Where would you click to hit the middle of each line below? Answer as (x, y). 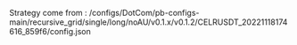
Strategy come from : (48, 13)
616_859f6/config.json (50, 31)
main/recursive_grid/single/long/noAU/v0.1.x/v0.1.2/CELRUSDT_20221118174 (148, 22)
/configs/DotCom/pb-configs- (144, 13)
